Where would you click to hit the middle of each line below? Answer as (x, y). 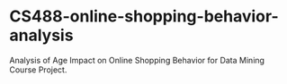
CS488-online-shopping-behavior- (144, 17)
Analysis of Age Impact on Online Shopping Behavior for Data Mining (137, 60)
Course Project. (38, 70)
